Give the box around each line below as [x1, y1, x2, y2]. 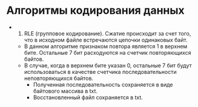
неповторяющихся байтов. [24, 75, 94, 82]
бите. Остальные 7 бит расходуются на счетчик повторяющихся [24, 49, 192, 56]
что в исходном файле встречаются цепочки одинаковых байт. [24, 36, 188, 43]
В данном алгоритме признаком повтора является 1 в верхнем [24, 43, 188, 50]
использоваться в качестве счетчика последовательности [24, 68, 177, 75]
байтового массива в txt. [33, 87, 98, 94]
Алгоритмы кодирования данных [6, 4, 185, 17]
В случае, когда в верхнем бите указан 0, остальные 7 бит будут [24, 61, 192, 69]
